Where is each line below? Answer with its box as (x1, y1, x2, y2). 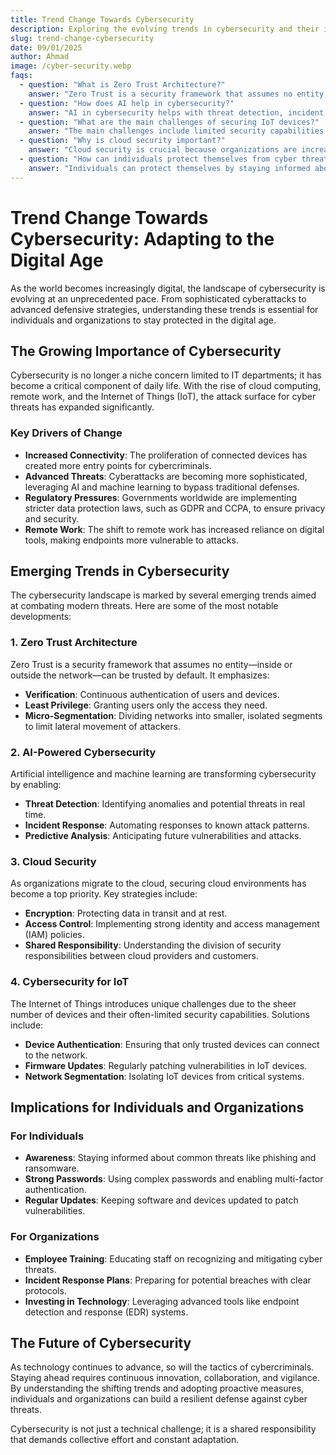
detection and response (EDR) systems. (24, 1306, 189, 1318)
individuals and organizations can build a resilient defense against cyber (10, 1393, 308, 1405)
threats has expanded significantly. (10, 401, 155, 413)
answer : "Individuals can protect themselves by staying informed (28, 163, 311, 173)
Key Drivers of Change (10, 426, 123, 440)
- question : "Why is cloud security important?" (19, 136, 226, 146)
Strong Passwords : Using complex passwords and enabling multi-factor (24, 1173, 324, 1185)
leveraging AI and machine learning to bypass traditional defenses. (24, 481, 301, 493)
